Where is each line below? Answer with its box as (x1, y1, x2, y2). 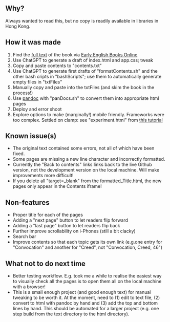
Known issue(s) (5, 132, 57, 140)
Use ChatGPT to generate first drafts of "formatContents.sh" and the (12, 68, 158, 74)
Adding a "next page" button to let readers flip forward (12, 217, 129, 223)
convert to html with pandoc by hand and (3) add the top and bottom (12, 300, 158, 306)
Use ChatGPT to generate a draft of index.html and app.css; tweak (12, 57, 154, 63)
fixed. (12, 151, 25, 157)
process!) (12, 90, 33, 96)
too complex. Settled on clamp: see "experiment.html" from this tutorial (12, 117, 163, 123)
